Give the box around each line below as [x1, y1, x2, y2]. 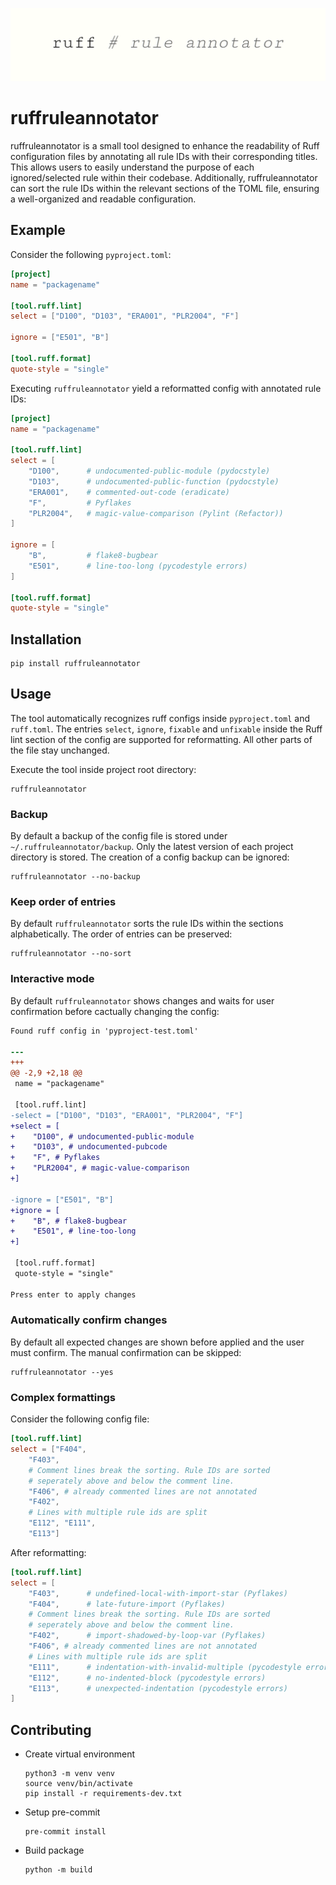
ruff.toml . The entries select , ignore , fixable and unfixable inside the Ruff [10, 723, 323, 735]
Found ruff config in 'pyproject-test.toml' [10, 1026, 199, 1036]
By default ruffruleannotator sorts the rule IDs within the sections [10, 918, 284, 930]
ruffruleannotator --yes [10, 1367, 114, 1377]
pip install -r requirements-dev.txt [24, 1789, 183, 1799]
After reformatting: [10, 1546, 87, 1558]
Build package [24, 1844, 85, 1857]
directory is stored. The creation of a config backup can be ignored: [10, 851, 290, 863]
